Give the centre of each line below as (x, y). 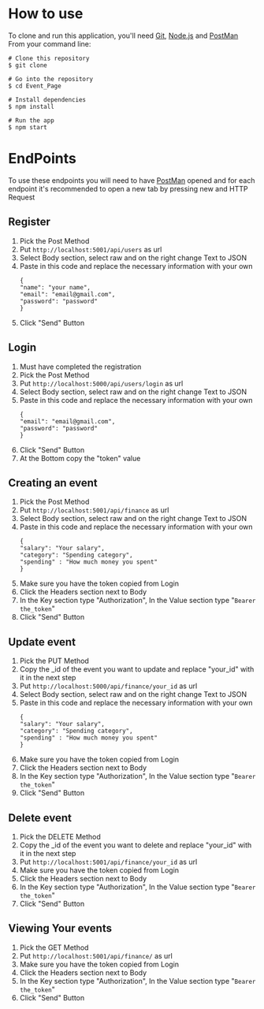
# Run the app (32, 120)
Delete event (40, 818)
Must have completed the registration (80, 367)
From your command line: (50, 43)
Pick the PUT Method (54, 661)
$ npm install (32, 106)
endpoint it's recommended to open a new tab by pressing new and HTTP (128, 188)
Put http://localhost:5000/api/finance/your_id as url (108, 686)
